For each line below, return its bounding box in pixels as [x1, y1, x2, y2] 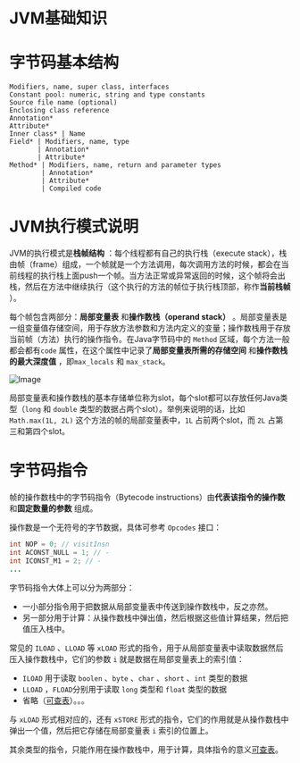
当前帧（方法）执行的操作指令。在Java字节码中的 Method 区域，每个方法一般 [9, 334, 290, 345]
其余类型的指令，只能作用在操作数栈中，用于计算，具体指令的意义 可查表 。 [9, 743, 283, 755]
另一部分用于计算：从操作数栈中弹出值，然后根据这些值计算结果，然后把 [21, 612, 288, 623]
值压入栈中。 [21, 623, 70, 634]
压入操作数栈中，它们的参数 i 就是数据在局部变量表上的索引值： [9, 653, 246, 664]
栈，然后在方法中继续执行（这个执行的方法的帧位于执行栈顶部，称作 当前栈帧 [9, 281, 291, 292]
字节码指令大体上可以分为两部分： [9, 582, 135, 592]
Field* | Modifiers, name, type [9, 138, 129, 147]
